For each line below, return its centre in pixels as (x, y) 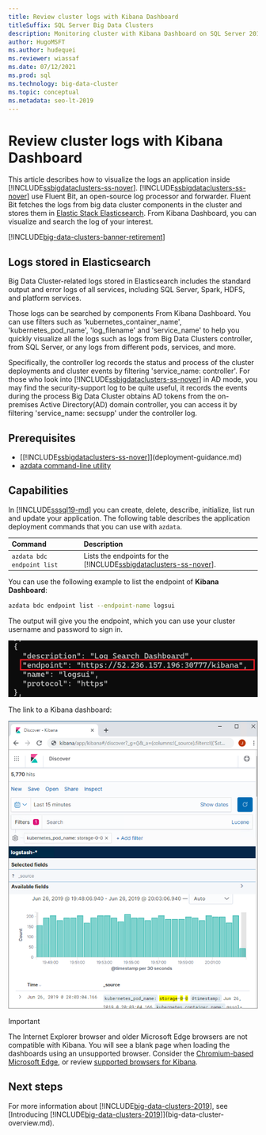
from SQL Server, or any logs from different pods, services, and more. (122, 347)
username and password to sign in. (65, 629)
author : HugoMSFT (37, 42)
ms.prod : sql (30, 75)
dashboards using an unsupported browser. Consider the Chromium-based (131, 1053)
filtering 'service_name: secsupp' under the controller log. (103, 414)
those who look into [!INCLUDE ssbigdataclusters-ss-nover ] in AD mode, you (133, 379)
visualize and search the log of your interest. (81, 221)
